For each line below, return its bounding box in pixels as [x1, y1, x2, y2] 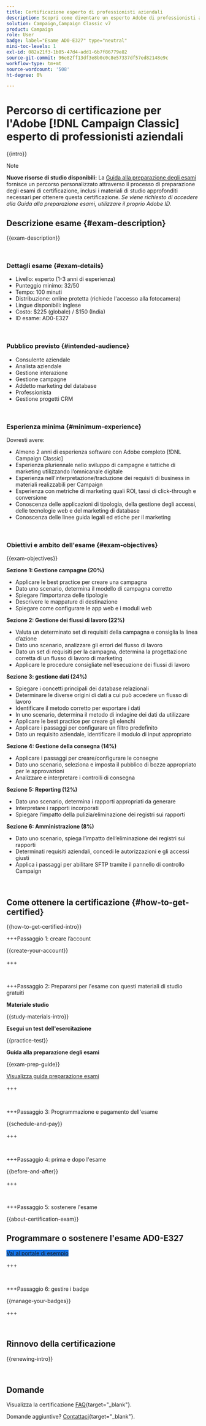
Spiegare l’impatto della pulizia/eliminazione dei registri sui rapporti [15, 811, 185, 818]
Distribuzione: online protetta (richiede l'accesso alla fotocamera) [15, 295, 181, 302]
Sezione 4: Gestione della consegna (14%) [6, 743, 117, 750]
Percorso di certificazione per [6, 104, 161, 117]
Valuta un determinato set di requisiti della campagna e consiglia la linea [15, 628, 198, 636]
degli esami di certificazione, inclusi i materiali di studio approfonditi [6, 187, 178, 194]
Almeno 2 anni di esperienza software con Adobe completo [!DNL [15, 448, 181, 455]
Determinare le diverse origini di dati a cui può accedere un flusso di [15, 691, 188, 699]
